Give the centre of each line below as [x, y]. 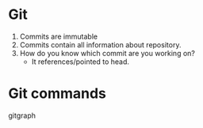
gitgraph [22, 115]
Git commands [57, 94]
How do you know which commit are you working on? [107, 53]
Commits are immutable [58, 36]
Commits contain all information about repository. [100, 44]
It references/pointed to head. [80, 62]
